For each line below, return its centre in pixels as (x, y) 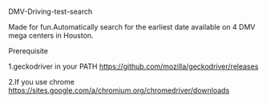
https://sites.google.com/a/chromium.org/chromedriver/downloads (119, 90)
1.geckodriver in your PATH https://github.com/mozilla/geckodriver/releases (133, 66)
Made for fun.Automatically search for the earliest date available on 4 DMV (132, 27)
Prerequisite (28, 51)
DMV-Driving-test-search (51, 12)
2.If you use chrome (41, 82)
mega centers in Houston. (51, 36)
